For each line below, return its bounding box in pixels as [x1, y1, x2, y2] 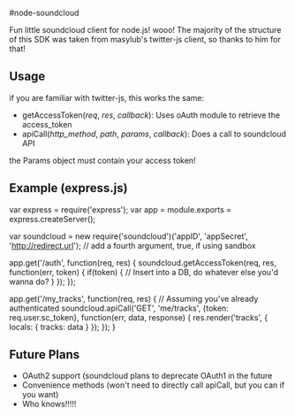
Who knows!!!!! [21, 398, 77, 410]
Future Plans [9, 347, 80, 362]
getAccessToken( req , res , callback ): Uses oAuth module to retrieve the [21, 110, 281, 120]
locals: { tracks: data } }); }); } [9, 321, 117, 332]
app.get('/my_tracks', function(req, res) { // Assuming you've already [9, 293, 259, 304]
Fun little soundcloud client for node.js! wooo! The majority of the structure [9, 25, 282, 35]
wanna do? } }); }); [9, 276, 77, 287]
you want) [21, 389, 59, 400]
